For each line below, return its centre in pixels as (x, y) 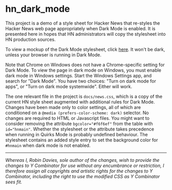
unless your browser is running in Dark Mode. (53, 55)
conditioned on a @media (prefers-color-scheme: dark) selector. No (77, 113)
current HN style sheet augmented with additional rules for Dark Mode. (80, 102)
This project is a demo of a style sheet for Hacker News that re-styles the (83, 23)
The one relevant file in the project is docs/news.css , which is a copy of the (84, 96)
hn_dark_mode (38, 9)
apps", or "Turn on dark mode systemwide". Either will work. (69, 86)
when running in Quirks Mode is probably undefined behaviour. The (77, 134)
